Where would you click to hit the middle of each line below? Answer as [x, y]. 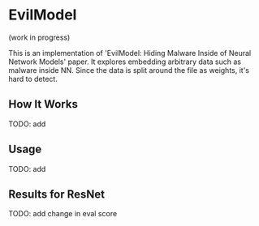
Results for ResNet [57, 194]
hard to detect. [33, 79]
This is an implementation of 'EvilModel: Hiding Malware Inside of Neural [130, 53]
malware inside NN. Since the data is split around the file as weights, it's [129, 70]
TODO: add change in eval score [63, 214]
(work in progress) [39, 37]
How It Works [43, 104]
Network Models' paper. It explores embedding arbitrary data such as [125, 62]
